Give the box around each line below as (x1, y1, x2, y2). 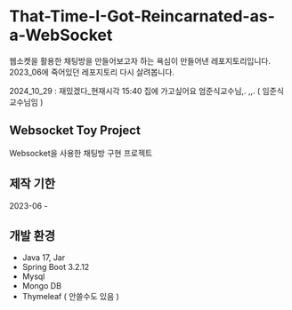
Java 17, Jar (21, 252, 66, 263)
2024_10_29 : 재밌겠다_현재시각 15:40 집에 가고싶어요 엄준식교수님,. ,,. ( (9, 85, 261, 96)
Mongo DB (21, 281, 62, 291)
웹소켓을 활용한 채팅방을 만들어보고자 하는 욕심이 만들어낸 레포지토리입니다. (9, 55, 272, 66)
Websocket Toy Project (9, 123, 141, 139)
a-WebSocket (9, 25, 113, 45)
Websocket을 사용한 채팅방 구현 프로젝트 (9, 147, 153, 158)
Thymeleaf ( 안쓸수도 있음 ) (21, 291, 120, 302)
